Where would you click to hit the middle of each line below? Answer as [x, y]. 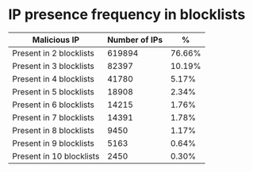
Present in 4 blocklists [54, 78]
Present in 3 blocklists [54, 66]
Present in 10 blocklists [56, 156]
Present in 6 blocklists [54, 105]
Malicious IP [56, 40]
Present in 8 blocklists [54, 130]
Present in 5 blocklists [54, 91]
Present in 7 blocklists [54, 117]
